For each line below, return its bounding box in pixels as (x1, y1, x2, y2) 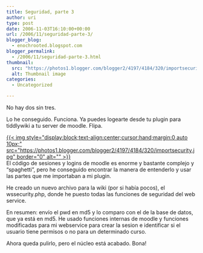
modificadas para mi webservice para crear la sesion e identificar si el (6, 222, 181, 229)
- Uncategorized (11, 82, 53, 88)
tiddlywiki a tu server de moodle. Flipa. (6, 122, 103, 129)
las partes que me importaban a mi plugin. (6, 172, 112, 179)
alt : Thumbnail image (11, 71, 66, 77)
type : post (6, 20, 34, 26)
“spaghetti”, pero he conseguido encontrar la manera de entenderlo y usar (6, 166, 192, 173)
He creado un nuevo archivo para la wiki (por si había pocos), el (6, 184, 165, 191)
